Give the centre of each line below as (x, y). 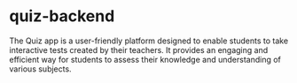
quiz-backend (62, 16)
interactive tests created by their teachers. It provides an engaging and (139, 49)
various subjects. (41, 69)
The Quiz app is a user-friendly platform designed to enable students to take (149, 41)
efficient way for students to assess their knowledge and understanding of (145, 59)
